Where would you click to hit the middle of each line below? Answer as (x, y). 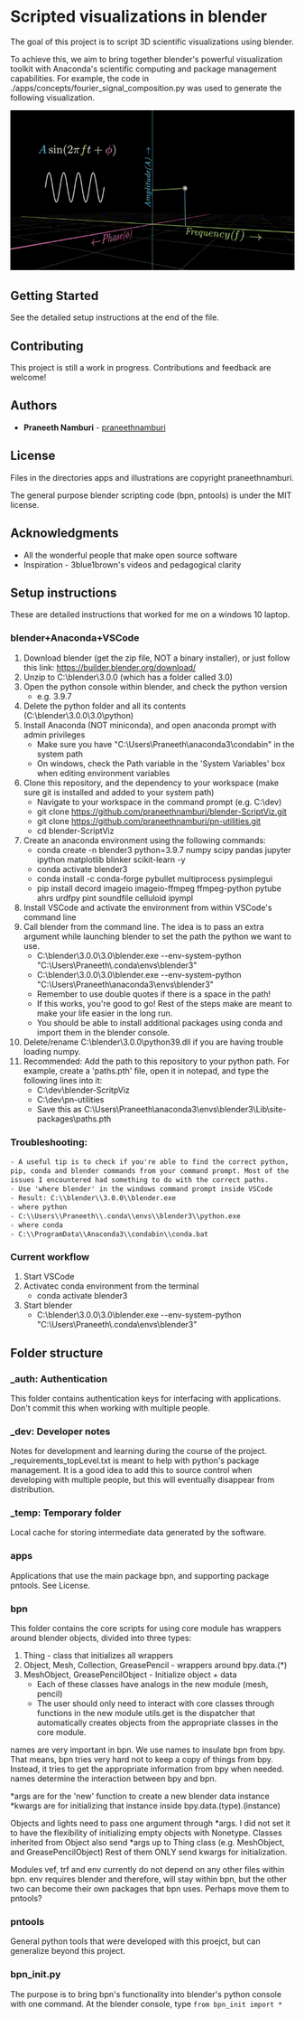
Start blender (48, 1305)
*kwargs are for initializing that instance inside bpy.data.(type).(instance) (145, 1806)
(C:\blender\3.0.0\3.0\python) (78, 715)
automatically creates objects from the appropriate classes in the (157, 1722)
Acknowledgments (65, 534)
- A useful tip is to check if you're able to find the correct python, (150, 1162)
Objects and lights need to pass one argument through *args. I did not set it (151, 1824)
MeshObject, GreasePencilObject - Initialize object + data (130, 1675)
